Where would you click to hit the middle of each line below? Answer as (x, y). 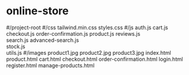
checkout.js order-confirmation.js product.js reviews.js (73, 33)
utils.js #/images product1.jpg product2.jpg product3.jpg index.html (89, 52)
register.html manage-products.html (50, 65)
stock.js (16, 46)
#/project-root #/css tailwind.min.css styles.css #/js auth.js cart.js (87, 27)
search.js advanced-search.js (43, 40)
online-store (38, 11)
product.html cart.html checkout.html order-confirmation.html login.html (94, 59)
